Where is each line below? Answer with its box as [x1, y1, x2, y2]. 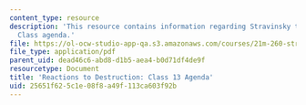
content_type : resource [9, 13, 100, 23]
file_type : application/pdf [9, 47, 117, 57]
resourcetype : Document [9, 65, 100, 74]
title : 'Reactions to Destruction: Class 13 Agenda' [9, 73, 214, 82]
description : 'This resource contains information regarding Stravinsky [9, 22, 291, 31]
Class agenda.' [17, 30, 76, 39]
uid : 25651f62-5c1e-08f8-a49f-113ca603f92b [9, 81, 178, 90]
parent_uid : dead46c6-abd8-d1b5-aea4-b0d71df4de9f [9, 56, 206, 65]
